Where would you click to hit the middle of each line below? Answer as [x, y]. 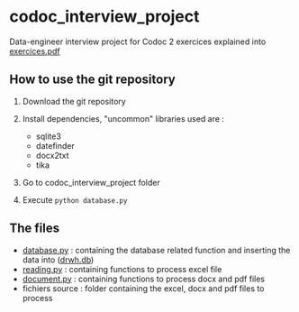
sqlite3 [48, 136]
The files [35, 229]
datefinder [55, 145]
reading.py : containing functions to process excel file [122, 269]
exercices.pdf [35, 50]
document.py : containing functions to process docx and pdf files [144, 279]
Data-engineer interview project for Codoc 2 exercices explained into [138, 41]
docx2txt [52, 155]
